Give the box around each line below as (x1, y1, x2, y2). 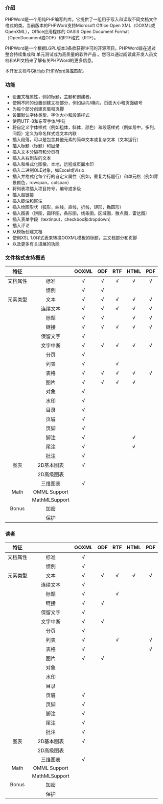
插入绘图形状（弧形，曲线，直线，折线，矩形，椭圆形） (12, 204, 124, 210)
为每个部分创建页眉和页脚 (12, 106, 64, 111)
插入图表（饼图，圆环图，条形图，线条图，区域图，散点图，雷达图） (12, 210, 150, 216)
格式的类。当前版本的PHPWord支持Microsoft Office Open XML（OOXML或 (5, 23, 156, 28)
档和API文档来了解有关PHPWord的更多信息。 (5, 57, 96, 63)
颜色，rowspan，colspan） (16, 179, 72, 185)
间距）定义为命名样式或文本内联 (12, 130, 77, 136)
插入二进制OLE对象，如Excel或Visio (12, 167, 85, 173)
